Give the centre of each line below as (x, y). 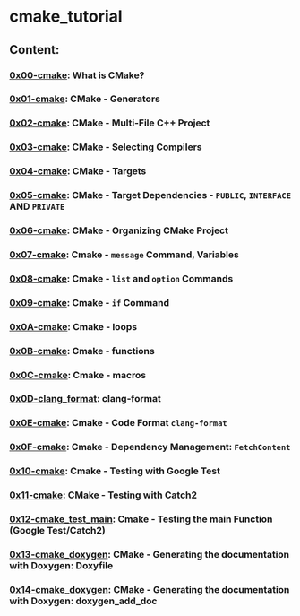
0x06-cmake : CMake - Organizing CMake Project (119, 230)
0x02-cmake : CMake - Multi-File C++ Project (110, 123)
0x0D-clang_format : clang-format (85, 399)
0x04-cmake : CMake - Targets (78, 171)
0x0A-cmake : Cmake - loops (73, 326)
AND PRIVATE (37, 206)
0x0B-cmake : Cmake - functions (82, 351)
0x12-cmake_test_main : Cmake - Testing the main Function (141, 519)
